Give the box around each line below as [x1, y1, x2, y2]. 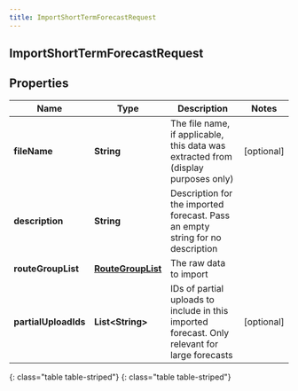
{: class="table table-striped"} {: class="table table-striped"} [9, 371, 231, 382]
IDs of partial [169, 282, 224, 294]
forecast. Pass [169, 209, 231, 222]
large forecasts [169, 348, 233, 361]
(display [169, 161, 204, 174]
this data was [169, 139, 226, 152]
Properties [9, 76, 69, 91]
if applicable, [169, 128, 224, 140]
